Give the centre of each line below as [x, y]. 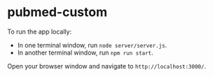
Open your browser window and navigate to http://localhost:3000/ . [107, 66]
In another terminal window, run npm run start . [85, 52]
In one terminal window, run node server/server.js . [92, 45]
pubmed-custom [57, 12]
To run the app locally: [40, 31]
